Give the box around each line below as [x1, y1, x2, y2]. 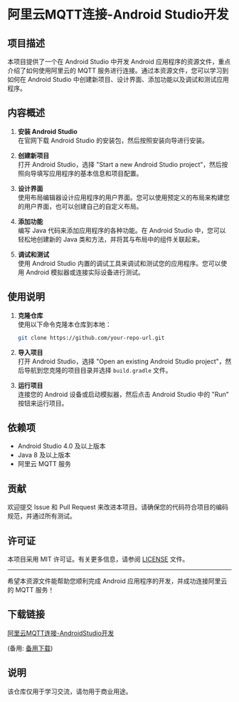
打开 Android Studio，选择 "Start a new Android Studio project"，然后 [17, 160, 222, 168]
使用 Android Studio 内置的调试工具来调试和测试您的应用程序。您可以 [17, 259, 221, 267]
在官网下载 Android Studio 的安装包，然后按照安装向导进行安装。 [17, 136, 208, 145]
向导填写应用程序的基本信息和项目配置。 [23, 169, 143, 177]
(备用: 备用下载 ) [7, 644, 53, 652]
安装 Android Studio [17, 127, 78, 135]
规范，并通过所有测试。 [7, 512, 76, 520]
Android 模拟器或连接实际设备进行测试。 [26, 268, 144, 277]
